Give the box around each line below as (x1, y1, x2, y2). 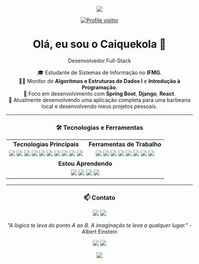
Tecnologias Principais (12, 140, 79, 148)
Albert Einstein (82, 228, 117, 235)
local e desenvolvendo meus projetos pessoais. (41, 103, 158, 110)
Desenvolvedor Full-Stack (68, 57, 131, 64)
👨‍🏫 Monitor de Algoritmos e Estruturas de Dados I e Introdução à (18, 77, 181, 84)
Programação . (82, 84, 117, 91)
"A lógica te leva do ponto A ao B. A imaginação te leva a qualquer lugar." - (7, 221, 192, 228)
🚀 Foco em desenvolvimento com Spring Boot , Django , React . (23, 90, 176, 97)
